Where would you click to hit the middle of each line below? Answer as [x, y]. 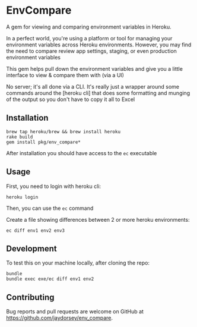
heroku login [22, 197]
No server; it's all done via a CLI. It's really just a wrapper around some [93, 86]
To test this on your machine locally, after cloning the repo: [78, 263]
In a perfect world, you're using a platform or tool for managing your [89, 38]
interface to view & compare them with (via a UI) [65, 75]
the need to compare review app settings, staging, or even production [91, 51]
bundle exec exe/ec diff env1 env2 [50, 279]
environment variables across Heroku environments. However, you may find [99, 45]
